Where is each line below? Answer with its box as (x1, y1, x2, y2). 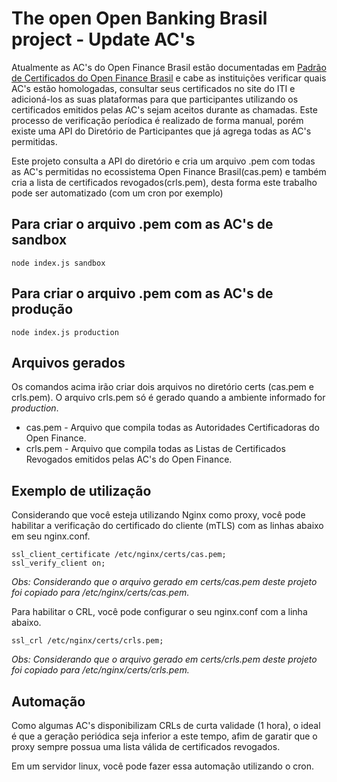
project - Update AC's (11, 28, 196, 51)
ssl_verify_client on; (11, 558, 106, 569)
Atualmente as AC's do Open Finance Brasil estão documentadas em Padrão (11, 61, 327, 73)
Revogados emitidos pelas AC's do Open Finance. (25, 453, 233, 466)
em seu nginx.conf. (11, 530, 91, 542)
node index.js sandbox (11, 258, 106, 268)
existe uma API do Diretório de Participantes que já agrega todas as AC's (11, 125, 312, 137)
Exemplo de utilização (11, 482, 152, 499)
